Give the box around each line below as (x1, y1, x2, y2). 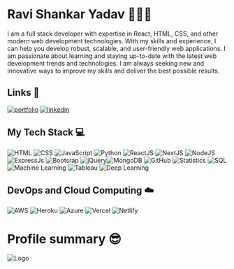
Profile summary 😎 (7, 231, 122, 247)
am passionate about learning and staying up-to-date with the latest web (7, 52, 217, 60)
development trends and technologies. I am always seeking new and (7, 59, 205, 67)
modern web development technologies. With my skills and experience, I (7, 36, 217, 45)
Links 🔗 (7, 87, 40, 99)
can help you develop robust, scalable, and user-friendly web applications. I (7, 44, 226, 52)
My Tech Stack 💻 (7, 126, 85, 138)
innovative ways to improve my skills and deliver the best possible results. (7, 66, 220, 75)
